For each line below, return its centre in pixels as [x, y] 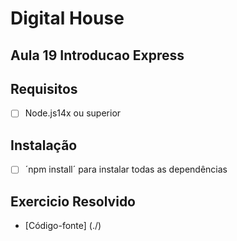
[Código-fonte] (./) [63, 226]
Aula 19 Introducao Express [97, 55]
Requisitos [44, 88]
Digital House [67, 18]
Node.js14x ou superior [73, 113]
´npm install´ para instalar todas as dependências [126, 169]
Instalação [44, 145]
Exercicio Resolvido [73, 201]
